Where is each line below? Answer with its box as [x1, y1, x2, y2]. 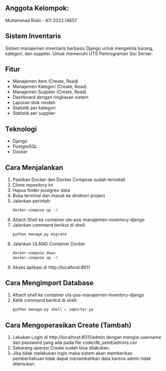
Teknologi [5, 125, 37, 133]
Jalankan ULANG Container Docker [12, 241, 86, 247]
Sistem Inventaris [5, 32, 61, 41]
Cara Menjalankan [5, 163, 64, 172]
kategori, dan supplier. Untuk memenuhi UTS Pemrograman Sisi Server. [5, 50, 153, 57]
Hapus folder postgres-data [12, 188, 70, 194]
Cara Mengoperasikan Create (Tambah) [5, 321, 132, 329]
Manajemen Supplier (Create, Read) [12, 89, 87, 95]
